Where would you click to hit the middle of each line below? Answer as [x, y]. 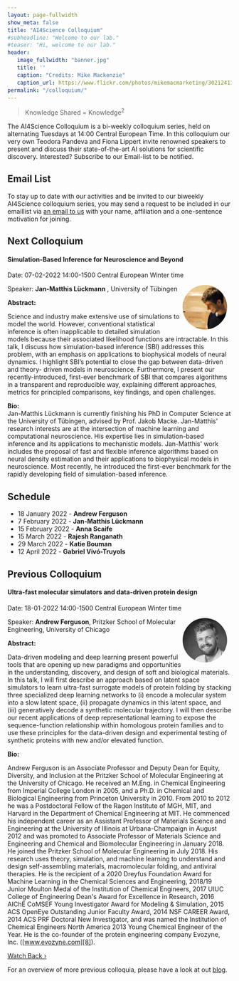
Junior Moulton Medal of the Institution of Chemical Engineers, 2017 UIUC [116, 889]
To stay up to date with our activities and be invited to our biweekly [106, 196]
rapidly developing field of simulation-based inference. [88, 474]
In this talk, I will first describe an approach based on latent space [104, 680]
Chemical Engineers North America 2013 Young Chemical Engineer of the [115, 927]
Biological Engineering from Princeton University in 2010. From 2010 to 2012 [119, 798]
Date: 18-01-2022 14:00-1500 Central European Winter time [95, 608]
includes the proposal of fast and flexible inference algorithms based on [113, 452]
